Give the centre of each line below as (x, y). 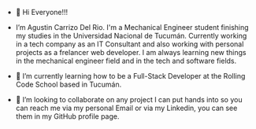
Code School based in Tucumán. (69, 84)
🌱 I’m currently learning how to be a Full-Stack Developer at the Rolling (130, 76)
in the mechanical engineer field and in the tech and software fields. (126, 61)
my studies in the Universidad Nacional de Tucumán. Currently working (131, 36)
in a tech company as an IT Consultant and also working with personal (130, 44)
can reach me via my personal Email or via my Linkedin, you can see (126, 108)
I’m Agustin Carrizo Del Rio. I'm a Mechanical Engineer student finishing (132, 27)
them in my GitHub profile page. (67, 116)
